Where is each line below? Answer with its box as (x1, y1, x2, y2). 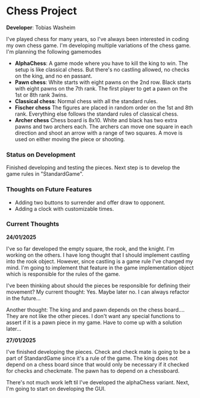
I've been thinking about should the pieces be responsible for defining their (6, 282, 190, 289)
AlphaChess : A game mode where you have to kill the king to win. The (14, 60, 189, 67)
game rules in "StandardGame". (6, 170, 84, 178)
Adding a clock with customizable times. (14, 205, 114, 212)
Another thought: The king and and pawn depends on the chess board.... (6, 306, 185, 313)
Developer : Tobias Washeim (6, 24, 76, 31)
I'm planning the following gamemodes (6, 48, 102, 55)
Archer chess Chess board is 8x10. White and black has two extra (14, 116, 177, 123)
